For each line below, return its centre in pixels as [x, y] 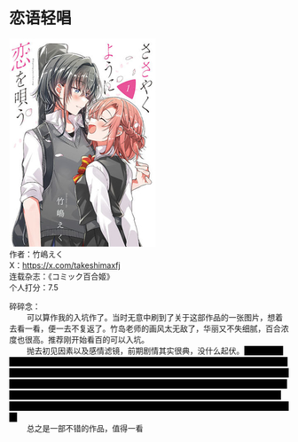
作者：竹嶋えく [36, 254]
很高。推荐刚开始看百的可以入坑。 [86, 339]
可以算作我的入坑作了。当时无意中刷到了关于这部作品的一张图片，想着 [155, 317]
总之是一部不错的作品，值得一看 [85, 428]
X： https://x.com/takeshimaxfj [65, 265]
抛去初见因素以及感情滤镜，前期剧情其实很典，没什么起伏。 [135, 351]
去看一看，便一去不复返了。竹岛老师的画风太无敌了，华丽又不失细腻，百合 [145, 328]
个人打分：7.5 [34, 287]
